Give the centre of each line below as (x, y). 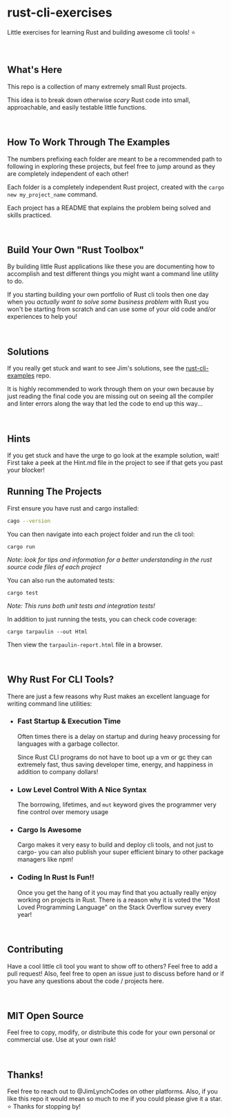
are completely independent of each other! (68, 173)
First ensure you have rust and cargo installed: (73, 508)
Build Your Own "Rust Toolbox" (76, 250)
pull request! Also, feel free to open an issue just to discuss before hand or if (115, 973)
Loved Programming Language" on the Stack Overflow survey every (114, 907)
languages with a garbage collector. (68, 744)
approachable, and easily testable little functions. (77, 107)
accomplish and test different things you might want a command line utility (113, 274)
